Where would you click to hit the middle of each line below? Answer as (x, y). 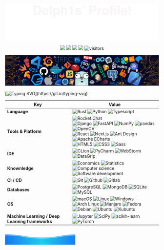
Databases (18, 189)
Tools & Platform (24, 131)
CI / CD (14, 180)
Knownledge (20, 168)
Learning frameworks (30, 221)
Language (18, 111)
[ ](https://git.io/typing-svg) (46, 94)
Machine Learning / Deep (33, 216)
